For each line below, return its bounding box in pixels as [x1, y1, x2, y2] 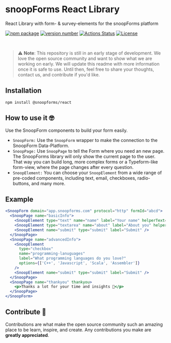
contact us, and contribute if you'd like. [17, 71, 100, 77]
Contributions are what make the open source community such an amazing [5, 321, 163, 327]
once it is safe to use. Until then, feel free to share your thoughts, [17, 66, 154, 72]
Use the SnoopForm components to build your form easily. [5, 127, 128, 133]
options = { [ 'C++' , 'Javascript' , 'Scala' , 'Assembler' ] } [18, 261, 140, 266]
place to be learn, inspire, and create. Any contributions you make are [5, 327, 152, 333]
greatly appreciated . [5, 332, 49, 338]
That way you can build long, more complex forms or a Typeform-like [12, 159, 158, 165]
